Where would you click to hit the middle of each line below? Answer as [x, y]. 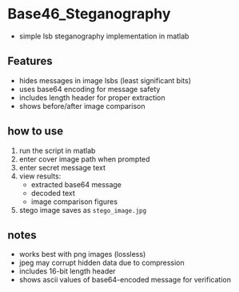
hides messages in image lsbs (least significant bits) [105, 80]
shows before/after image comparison [82, 106]
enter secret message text [62, 167]
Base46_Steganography [89, 14]
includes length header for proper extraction [92, 98]
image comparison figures [74, 202]
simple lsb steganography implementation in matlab [104, 36]
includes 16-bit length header [68, 271]
